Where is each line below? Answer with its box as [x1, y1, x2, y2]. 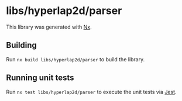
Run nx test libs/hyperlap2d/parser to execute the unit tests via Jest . [6, 88, 177, 95]
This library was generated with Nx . [6, 23, 92, 30]
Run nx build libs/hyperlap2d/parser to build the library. [6, 55, 145, 62]
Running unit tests [6, 73, 74, 83]
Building [6, 40, 37, 50]
